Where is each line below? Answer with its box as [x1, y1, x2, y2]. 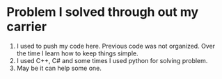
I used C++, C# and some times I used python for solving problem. [16, 56, 208, 64]
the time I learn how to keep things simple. [16, 49, 138, 58]
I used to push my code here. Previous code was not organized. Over [16, 42, 216, 50]
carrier [6, 19, 47, 35]
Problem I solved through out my [6, 4, 199, 20]
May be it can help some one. [16, 64, 102, 72]
